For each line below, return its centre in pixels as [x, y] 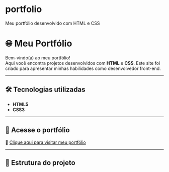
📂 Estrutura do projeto [40, 163]
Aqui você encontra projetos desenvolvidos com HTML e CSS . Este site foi [83, 63]
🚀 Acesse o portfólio [37, 130]
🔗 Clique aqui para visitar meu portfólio [46, 142]
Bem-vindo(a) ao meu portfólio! [38, 58]
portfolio [24, 9]
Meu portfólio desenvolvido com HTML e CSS [53, 23]
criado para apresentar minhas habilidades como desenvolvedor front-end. [83, 68]
